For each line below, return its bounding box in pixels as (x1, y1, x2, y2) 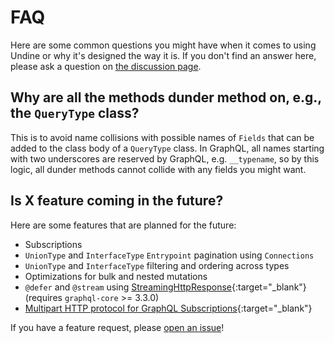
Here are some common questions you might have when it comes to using (10, 39, 317, 51)
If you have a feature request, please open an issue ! (10, 321, 225, 333)
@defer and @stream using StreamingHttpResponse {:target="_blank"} (24, 281, 307, 293)
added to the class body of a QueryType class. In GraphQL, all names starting (10, 142, 325, 154)
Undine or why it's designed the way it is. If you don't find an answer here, (10, 49, 317, 61)
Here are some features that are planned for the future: (10, 219, 237, 231)
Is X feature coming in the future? (10, 192, 224, 210)
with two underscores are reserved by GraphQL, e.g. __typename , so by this (10, 152, 320, 165)
